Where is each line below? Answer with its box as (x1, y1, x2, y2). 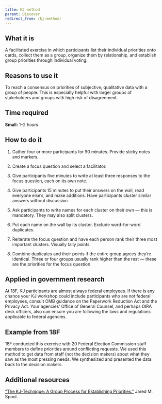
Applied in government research (5, 275, 105, 283)
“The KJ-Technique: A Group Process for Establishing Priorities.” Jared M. (5, 388, 153, 394)
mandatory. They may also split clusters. (12, 212, 93, 218)
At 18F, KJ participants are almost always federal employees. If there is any (5, 288, 155, 294)
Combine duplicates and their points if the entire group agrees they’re (12, 251, 151, 257)
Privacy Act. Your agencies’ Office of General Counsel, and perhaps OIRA (5, 303, 152, 309)
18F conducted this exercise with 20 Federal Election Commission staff (5, 341, 146, 347)
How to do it (5, 136, 42, 144)
